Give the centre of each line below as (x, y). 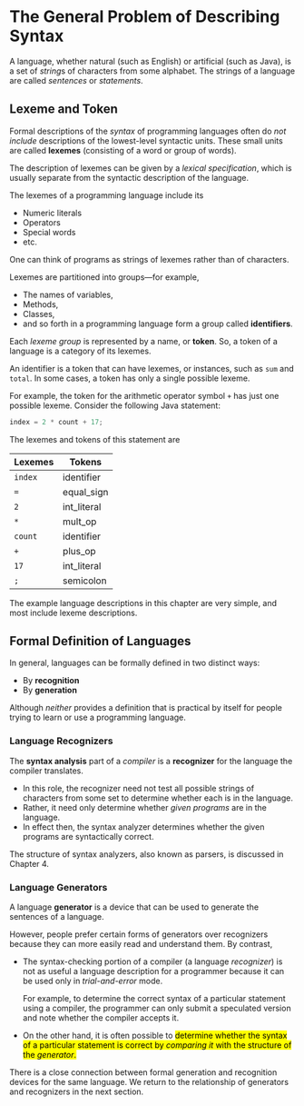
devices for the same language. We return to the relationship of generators (149, 1082)
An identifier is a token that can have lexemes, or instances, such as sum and (152, 368)
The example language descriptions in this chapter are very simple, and (143, 603)
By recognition (51, 681)
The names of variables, (68, 294)
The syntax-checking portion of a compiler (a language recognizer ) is (152, 962)
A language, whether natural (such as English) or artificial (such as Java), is (151, 61)
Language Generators (59, 887)
